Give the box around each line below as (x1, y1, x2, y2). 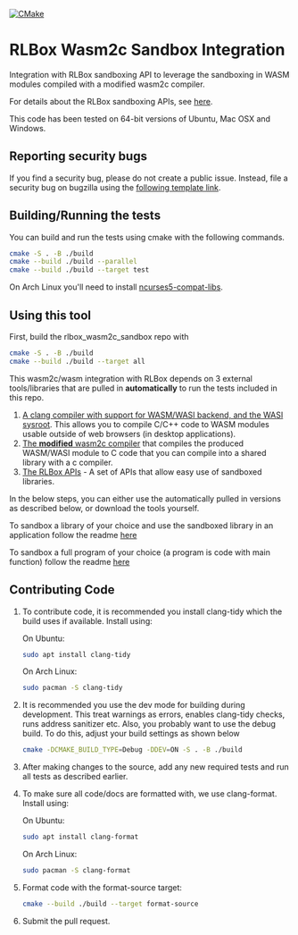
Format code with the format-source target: (21, 881, 183, 893)
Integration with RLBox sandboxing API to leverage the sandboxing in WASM (9, 69, 290, 80)
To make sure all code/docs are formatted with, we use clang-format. (21, 788, 277, 799)
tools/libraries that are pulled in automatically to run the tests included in (9, 383, 278, 393)
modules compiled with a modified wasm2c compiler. (9, 79, 205, 89)
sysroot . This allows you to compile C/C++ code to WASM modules (21, 418, 270, 429)
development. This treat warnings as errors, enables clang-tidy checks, (21, 709, 286, 720)
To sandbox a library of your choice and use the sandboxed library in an (9, 519, 274, 531)
